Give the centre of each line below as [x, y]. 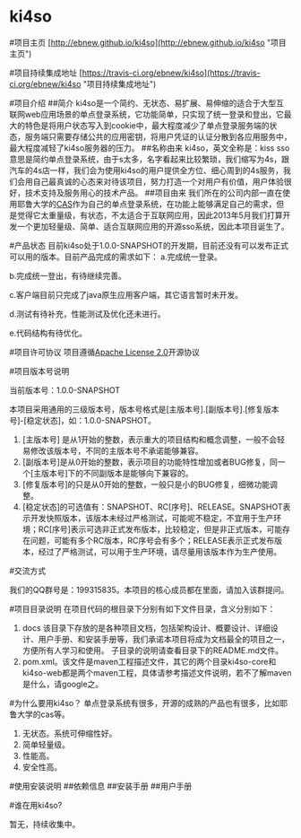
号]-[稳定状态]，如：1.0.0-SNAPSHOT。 [83, 420]
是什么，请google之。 [63, 684]
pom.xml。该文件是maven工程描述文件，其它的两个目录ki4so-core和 [149, 661]
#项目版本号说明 [39, 371]
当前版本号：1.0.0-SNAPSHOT [65, 390]
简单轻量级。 [46, 744]
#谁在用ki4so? [36, 805]
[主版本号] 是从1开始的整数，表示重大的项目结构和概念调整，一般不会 [150, 439]
